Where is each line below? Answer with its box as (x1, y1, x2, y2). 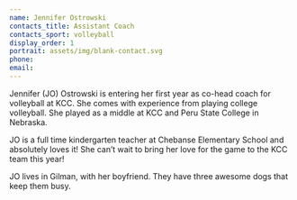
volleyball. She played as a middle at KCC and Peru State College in (9, 107, 259, 118)
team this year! (9, 153, 65, 164)
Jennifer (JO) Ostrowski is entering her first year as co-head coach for (9, 87, 272, 99)
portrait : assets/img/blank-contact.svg (9, 47, 164, 56)
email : (9, 64, 34, 73)
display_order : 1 (9, 38, 75, 48)
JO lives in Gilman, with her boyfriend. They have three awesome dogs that (9, 170, 289, 181)
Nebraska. (9, 116, 48, 127)
